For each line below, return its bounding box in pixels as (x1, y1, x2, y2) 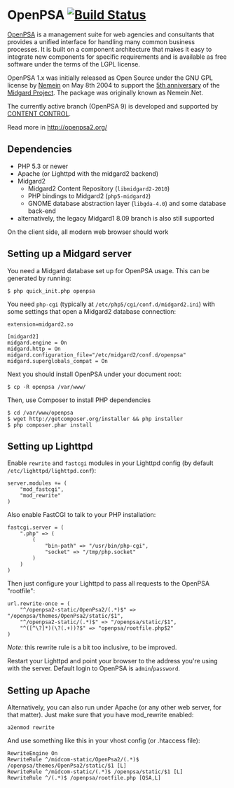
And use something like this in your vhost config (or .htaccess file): (7, 736, 200, 745)
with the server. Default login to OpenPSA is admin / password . (7, 664, 181, 672)
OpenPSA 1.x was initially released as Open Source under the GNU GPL (7, 74, 214, 82)
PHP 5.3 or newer (17, 162, 69, 170)
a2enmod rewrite (7, 724, 55, 731)
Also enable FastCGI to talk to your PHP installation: (7, 511, 156, 519)
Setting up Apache (7, 684, 90, 696)
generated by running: (7, 274, 71, 282)
